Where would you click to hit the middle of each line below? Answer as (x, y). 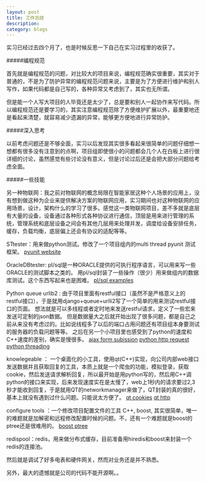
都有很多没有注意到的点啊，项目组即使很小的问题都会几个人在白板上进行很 (105, 151)
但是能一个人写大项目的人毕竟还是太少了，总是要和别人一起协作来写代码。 (100, 102)
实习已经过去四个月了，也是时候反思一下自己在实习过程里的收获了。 (92, 47)
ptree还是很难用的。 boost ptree (47, 426)
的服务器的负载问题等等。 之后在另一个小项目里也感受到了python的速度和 (99, 332)
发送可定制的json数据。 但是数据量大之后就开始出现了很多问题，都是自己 (98, 317)
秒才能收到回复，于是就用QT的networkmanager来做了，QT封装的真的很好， (102, 390)
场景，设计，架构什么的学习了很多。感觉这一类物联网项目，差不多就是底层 (105, 208)
